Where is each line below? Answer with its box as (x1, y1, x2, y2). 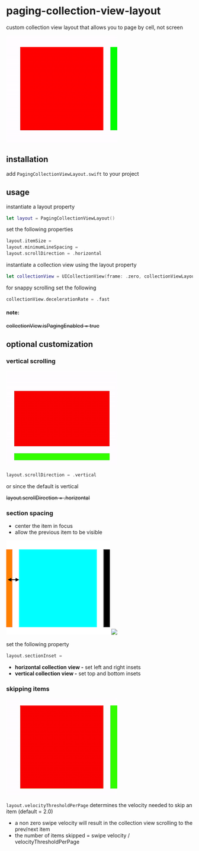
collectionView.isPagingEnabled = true (6, 323, 99, 330)
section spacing (6, 509, 53, 517)
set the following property (6, 640, 69, 647)
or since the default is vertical (6, 482, 79, 489)
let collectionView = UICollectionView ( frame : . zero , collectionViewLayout (6, 273, 197, 279)
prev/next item (14, 826, 50, 833)
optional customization (6, 339, 94, 350)
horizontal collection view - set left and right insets (14, 663, 141, 671)
